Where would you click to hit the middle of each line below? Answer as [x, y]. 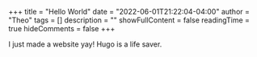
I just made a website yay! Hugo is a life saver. [85, 44]
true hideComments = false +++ [62, 28]
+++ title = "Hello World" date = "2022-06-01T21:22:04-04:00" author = [129, 12]
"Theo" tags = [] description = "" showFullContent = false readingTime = [129, 20]
